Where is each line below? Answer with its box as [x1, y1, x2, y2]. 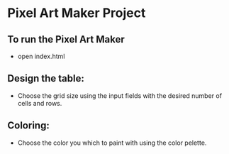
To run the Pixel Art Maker [7, 33, 125, 45]
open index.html [17, 52, 65, 60]
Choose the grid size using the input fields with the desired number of [17, 91, 222, 100]
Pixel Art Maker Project [7, 5, 146, 21]
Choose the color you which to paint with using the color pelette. [17, 138, 207, 147]
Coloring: [7, 119, 50, 132]
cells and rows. [17, 99, 62, 107]
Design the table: [7, 72, 85, 84]
